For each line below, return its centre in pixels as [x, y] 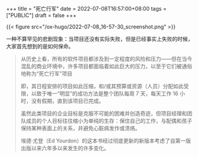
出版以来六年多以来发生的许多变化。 [65, 148]
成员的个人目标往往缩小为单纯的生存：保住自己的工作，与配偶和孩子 [109, 121]
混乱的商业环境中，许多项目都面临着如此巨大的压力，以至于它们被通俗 [106, 66]
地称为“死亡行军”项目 [47, 73]
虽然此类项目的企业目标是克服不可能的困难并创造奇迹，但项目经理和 [104, 113]
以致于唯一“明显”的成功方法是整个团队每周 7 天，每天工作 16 [105, 94]
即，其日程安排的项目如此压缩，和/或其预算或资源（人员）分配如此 [102, 86]
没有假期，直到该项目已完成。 [68, 101]
